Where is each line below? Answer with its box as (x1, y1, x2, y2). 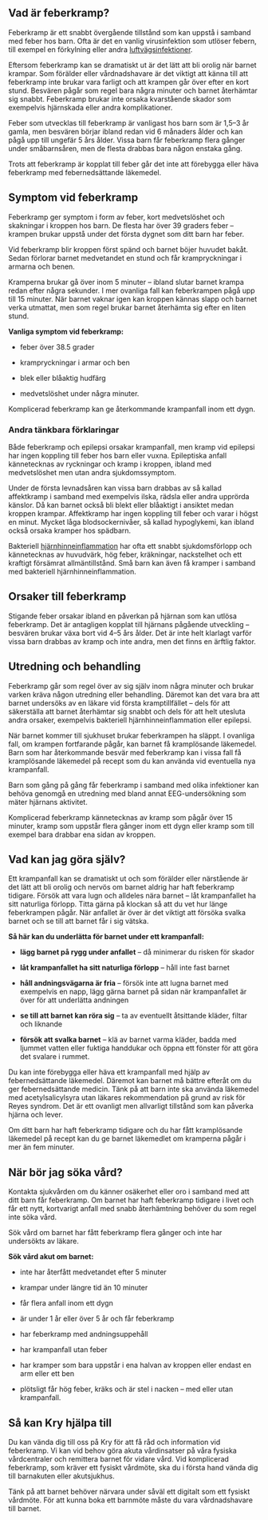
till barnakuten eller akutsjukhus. (8, 1471, 115, 1481)
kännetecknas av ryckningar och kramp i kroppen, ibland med (8, 459, 211, 469)
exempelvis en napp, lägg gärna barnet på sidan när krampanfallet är (19, 987, 247, 997)
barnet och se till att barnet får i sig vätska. (8, 916, 149, 926)
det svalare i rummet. (19, 1052, 90, 1062)
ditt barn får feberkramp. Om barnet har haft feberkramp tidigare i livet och (8, 1195, 254, 1205)
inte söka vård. (8, 1212, 57, 1222)
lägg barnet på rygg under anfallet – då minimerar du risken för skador (19, 947, 255, 957)
